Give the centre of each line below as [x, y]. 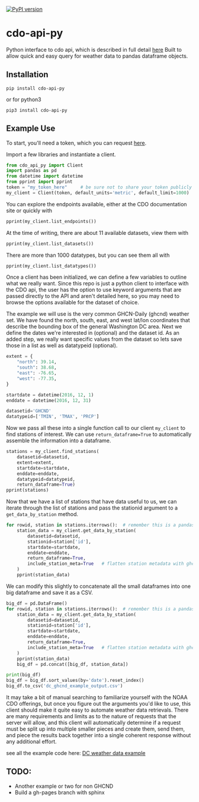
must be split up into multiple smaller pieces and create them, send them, [96, 729]
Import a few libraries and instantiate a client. [61, 154]
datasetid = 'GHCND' [29, 411]
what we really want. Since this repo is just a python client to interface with [97, 284]
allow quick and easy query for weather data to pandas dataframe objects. [97, 56]
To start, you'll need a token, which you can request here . [76, 143]
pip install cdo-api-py [36, 88]
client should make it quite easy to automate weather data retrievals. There [97, 710]
